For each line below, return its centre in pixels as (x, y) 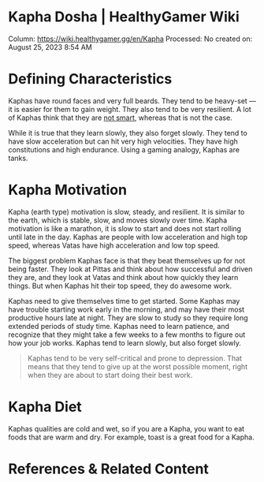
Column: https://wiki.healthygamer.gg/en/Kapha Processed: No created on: (130, 39)
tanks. (18, 158)
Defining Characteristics (90, 79)
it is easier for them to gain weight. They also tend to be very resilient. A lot (130, 109)
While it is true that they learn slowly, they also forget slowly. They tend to (128, 133)
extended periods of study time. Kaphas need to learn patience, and (119, 326)
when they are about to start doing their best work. (110, 375)
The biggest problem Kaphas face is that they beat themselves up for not (127, 260)
